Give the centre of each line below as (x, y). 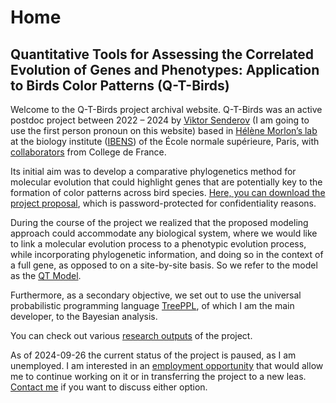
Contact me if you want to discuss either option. (109, 387)
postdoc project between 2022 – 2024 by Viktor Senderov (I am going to (160, 120)
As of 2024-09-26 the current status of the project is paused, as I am (153, 355)
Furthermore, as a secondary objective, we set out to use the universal (156, 295)
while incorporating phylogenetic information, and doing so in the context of (167, 254)
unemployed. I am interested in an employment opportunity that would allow (167, 365)
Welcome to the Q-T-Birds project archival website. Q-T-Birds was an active (166, 109)
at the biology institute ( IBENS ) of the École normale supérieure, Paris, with (165, 141)
